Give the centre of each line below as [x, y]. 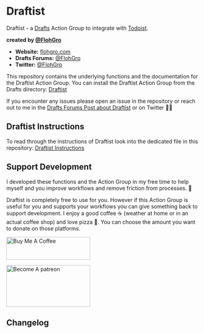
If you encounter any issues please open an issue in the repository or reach [101, 101]
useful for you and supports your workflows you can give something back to [102, 206]
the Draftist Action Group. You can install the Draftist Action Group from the [100, 83]
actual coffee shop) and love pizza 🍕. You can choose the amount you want [101, 222]
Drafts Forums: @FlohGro [48, 58]
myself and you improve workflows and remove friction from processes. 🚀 [99, 188]
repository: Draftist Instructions [45, 148]
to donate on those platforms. [44, 228]
